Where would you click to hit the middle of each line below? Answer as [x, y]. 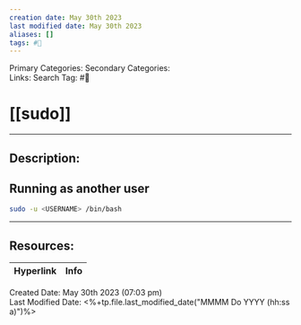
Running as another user [79, 188]
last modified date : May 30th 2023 [76, 26]
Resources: [42, 246]
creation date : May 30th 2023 [66, 18]
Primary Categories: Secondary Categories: [90, 68]
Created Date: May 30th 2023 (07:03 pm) [86, 293]
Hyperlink [35, 271]
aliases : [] [31, 34]
